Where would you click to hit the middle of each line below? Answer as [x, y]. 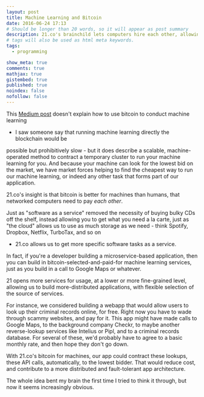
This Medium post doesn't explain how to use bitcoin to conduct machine [98, 114]
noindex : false [25, 91]
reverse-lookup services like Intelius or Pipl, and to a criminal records [93, 331]
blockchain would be [41, 138]
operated [18, 156]
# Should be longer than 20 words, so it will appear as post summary [97, 29]
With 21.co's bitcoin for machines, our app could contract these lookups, [97, 356]
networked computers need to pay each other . [65, 201]
